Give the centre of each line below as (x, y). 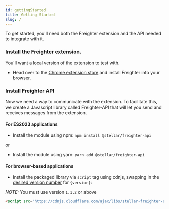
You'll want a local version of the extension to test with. (62, 63)
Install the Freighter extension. (44, 52)
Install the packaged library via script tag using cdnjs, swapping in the (86, 177)
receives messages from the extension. (46, 112)
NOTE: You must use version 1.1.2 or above (51, 192)
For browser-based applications (39, 166)
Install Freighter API (30, 91)
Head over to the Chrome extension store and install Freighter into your (86, 72)
